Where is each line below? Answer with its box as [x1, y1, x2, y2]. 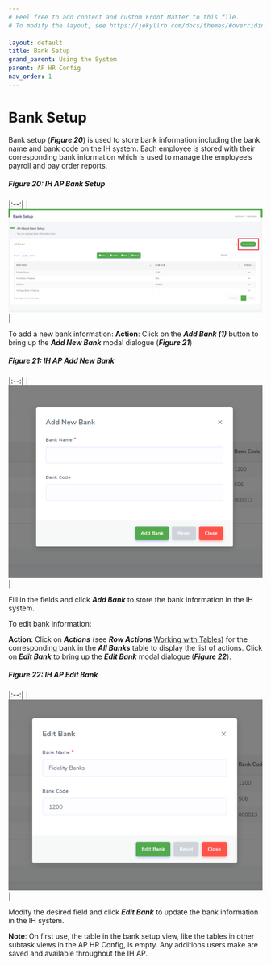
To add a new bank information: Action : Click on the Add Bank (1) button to [8, 329, 260, 339]
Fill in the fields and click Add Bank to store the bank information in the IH [8, 594, 254, 604]
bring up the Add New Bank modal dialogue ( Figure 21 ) [8, 337, 193, 347]
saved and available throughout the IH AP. [8, 948, 148, 959]
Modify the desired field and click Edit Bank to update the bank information [8, 907, 259, 917]
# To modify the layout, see [8, 21, 106, 30]
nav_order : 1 [8, 73, 52, 81]
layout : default [8, 39, 63, 47]
